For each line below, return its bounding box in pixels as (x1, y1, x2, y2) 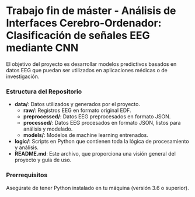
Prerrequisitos (6, 171, 48, 179)
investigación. (6, 73, 40, 80)
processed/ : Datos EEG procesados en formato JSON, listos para (23, 119, 181, 126)
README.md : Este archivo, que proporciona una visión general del (14, 150, 176, 157)
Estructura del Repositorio (6, 87, 82, 96)
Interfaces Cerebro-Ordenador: (6, 16, 162, 30)
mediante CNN (6, 41, 79, 55)
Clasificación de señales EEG (6, 29, 150, 42)
